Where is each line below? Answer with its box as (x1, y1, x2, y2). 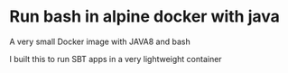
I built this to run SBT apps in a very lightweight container (9, 53, 223, 64)
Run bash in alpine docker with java (9, 6, 280, 27)
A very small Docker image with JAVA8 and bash (9, 36, 191, 47)
